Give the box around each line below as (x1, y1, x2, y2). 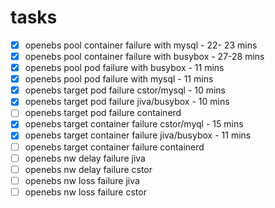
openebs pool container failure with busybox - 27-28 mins (24, 51, 265, 62)
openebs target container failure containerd (24, 141, 205, 153)
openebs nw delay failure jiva (24, 152, 146, 164)
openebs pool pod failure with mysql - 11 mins (24, 73, 214, 85)
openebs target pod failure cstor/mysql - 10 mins (24, 84, 226, 96)
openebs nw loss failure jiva (24, 174, 140, 186)
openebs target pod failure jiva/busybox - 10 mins (24, 96, 230, 108)
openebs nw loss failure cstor (24, 186, 147, 198)
